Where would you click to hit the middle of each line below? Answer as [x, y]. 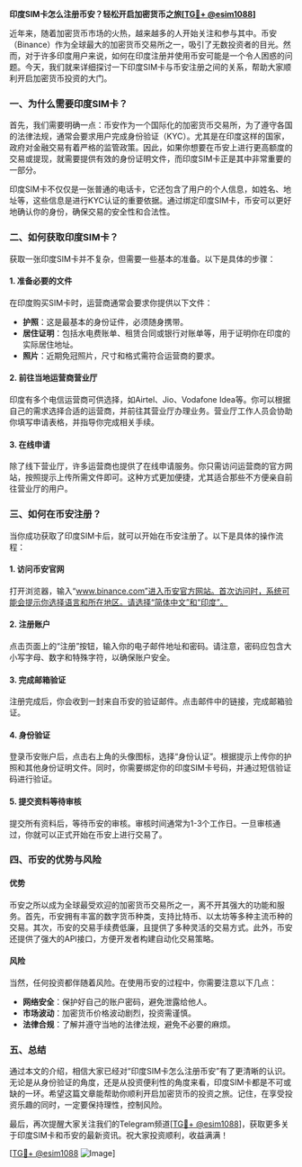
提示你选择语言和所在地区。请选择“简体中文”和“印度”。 [126, 602]
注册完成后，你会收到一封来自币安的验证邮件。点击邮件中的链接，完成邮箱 [147, 701]
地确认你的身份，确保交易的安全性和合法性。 [92, 212]
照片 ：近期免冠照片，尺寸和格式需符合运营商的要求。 [121, 356]
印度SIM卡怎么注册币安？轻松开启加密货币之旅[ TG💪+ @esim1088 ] [133, 14]
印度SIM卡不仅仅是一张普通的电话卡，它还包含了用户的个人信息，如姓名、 [147, 189]
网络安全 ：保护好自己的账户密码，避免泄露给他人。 [117, 1001]
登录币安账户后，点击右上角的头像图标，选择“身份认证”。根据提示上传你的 [147, 756]
